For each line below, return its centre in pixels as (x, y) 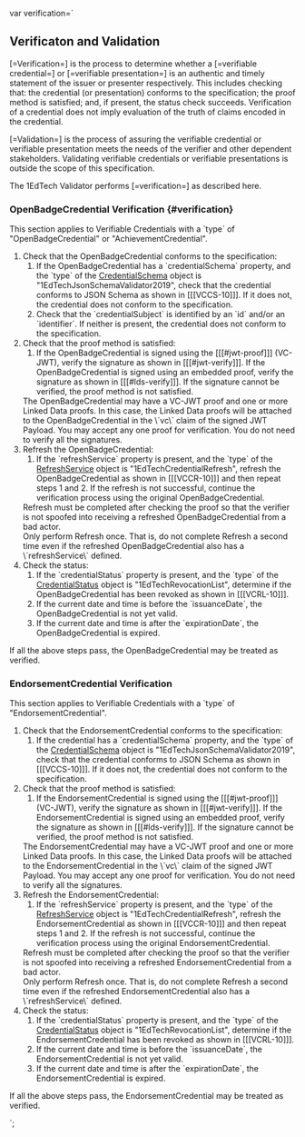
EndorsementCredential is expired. (101, 1078)
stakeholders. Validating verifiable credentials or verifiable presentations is (149, 158)
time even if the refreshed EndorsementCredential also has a (136, 992)
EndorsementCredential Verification (91, 683)
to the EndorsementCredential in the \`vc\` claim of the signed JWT (148, 866)
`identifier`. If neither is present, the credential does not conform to (161, 324)
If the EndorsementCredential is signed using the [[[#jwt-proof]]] (157, 798)
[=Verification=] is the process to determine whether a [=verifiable (133, 64)
